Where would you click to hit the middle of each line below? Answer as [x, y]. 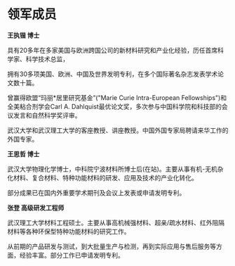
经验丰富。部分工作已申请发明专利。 [72, 255]
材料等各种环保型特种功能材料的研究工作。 [69, 231]
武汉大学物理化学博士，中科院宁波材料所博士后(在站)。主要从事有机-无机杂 [115, 169]
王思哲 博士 [23, 154]
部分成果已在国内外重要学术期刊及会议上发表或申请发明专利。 [96, 192]
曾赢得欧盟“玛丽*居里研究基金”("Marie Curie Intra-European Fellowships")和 [117, 97]
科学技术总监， [47, 59]
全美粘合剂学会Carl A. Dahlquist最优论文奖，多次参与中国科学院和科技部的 [115, 106]
